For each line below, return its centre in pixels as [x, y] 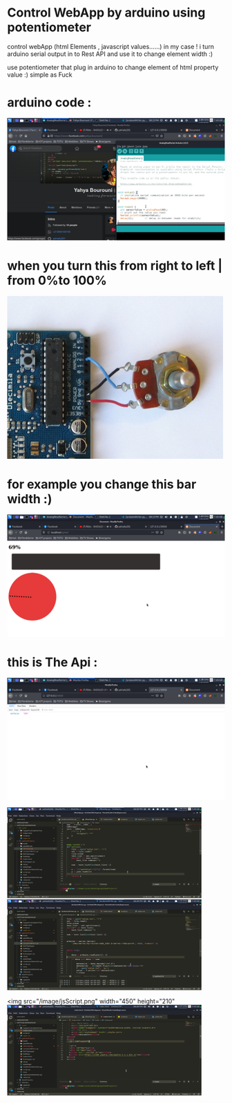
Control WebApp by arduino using [106, 13]
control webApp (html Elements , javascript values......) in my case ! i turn [111, 46]
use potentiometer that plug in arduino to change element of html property [113, 67]
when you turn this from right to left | [115, 266]
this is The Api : [52, 662]
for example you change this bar [102, 484]
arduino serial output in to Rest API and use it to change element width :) [110, 54]
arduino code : [49, 103]
